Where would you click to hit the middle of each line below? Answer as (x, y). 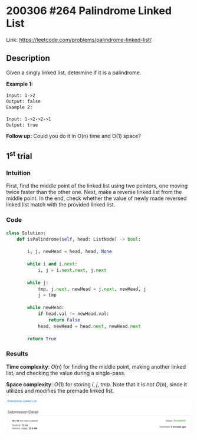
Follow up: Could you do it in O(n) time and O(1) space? (74, 136)
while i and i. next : (52, 264)
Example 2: (19, 107)
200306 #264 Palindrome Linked (89, 11)
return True (42, 339)
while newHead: (46, 308)
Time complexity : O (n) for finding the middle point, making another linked (96, 366)
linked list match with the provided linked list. (61, 205)
